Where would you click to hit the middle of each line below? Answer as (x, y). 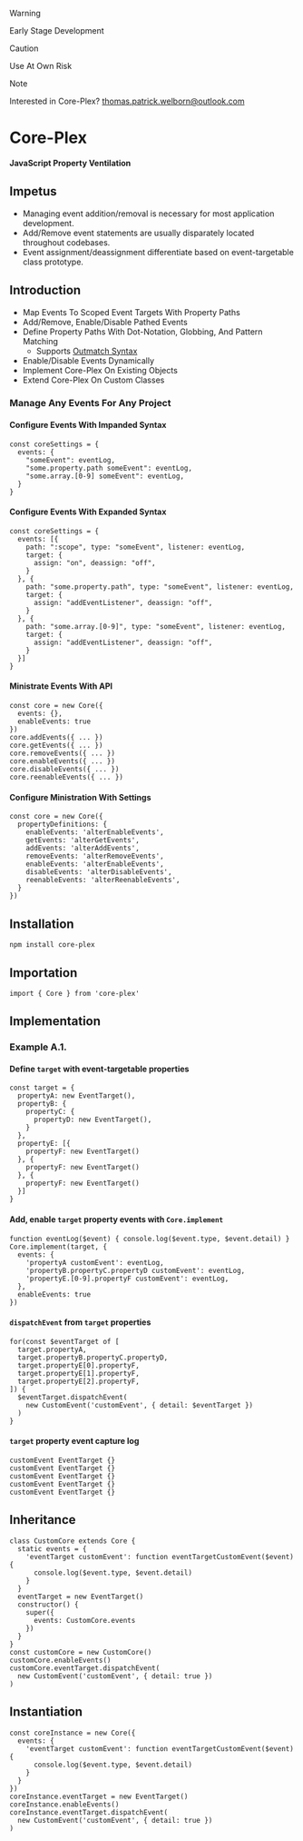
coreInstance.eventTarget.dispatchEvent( (89, 1812)
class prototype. (53, 262)
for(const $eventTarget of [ (64, 1341)
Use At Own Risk (41, 66)
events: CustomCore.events (84, 1620)
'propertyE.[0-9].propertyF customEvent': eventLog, (127, 1279)
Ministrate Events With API (61, 686)
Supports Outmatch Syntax (87, 351)
